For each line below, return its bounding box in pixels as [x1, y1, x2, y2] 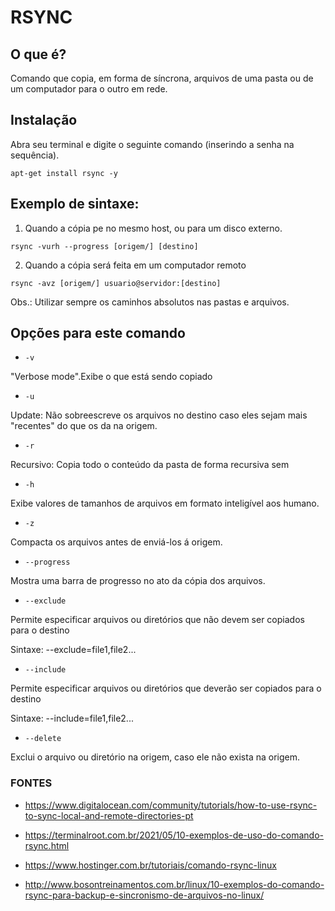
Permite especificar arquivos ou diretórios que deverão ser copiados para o [10, 682, 322, 695]
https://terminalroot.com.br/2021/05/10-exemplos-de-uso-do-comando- [24, 829, 324, 841]
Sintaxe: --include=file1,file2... [10, 712, 134, 725]
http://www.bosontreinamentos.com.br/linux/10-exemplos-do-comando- [24, 878, 325, 890]
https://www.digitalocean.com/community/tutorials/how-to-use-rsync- [24, 799, 318, 811]
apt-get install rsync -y [10, 168, 118, 178]
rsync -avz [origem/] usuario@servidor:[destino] [10, 278, 222, 288]
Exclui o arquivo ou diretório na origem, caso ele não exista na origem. [10, 751, 300, 763]
